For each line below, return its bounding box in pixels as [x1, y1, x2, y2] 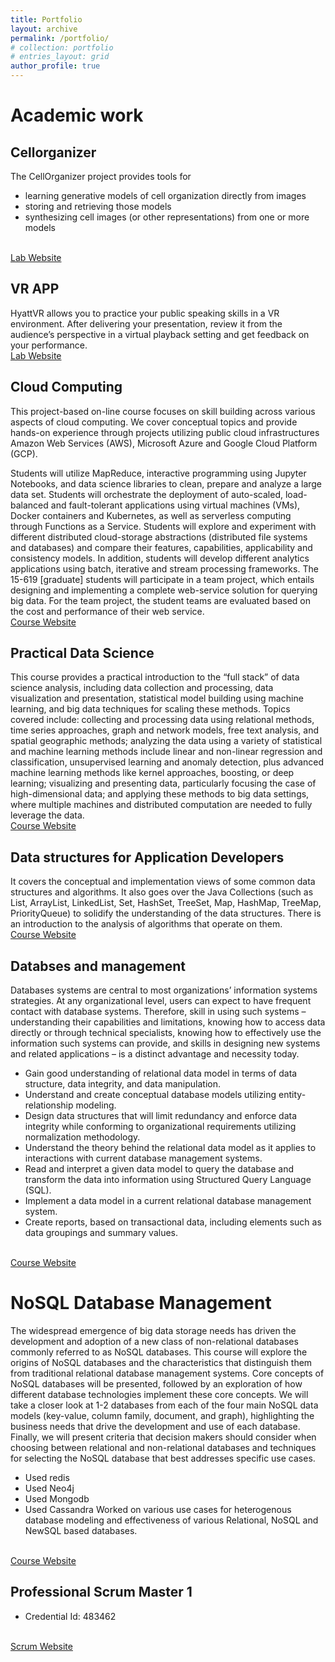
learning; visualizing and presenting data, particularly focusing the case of [10, 777, 317, 790]
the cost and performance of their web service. [10, 605, 205, 617]
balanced [10, 499, 49, 511]
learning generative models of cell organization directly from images [24, 190, 307, 201]
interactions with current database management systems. [24, 1152, 263, 1165]
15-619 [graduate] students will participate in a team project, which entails [10, 573, 315, 585]
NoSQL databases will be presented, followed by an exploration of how [10, 1378, 303, 1390]
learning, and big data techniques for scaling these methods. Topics [10, 703, 291, 715]
